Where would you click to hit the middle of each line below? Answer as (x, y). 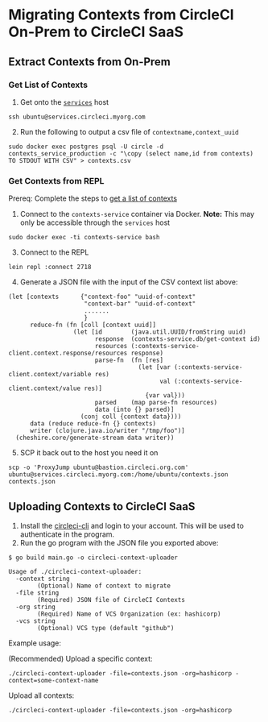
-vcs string (36, 621)
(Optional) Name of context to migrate (104, 586)
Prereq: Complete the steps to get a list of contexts (93, 198)
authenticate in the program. (67, 534)
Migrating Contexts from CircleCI (122, 15)
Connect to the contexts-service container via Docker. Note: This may (137, 214)
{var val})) (165, 396)
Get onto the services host (64, 102)
